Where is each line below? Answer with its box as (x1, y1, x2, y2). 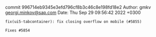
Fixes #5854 (5, 28, 30, 33)
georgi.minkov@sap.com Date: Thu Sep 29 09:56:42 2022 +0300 (5, 9, 141, 15)
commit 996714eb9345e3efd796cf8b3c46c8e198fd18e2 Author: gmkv (5, 4, 151, 10)
